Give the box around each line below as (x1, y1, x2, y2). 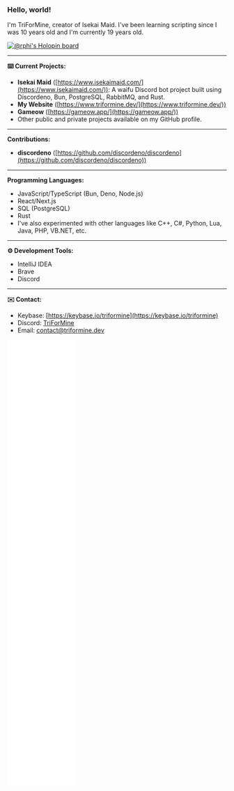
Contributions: (7, 135, 51, 143)
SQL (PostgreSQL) (17, 204, 71, 213)
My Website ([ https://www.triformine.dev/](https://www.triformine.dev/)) (17, 100, 226, 109)
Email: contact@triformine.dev (17, 326, 104, 335)
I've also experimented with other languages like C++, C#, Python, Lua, (17, 219, 222, 228)
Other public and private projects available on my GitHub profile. (17, 115, 202, 123)
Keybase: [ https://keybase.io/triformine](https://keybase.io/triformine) (17, 311, 219, 320)
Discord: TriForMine (17, 319, 75, 327)
